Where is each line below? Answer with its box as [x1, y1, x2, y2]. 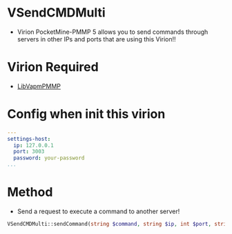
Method [7, 184, 53, 200]
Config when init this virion [7, 106, 166, 122]
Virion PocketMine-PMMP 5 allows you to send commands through [17, 28, 209, 36]
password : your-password [13, 155, 85, 162]
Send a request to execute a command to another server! [17, 207, 180, 215]
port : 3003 [13, 148, 45, 155]
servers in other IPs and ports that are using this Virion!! [17, 35, 176, 43]
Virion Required [7, 59, 99, 75]
